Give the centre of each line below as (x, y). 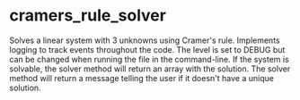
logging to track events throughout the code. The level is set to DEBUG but (147, 49)
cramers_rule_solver (88, 16)
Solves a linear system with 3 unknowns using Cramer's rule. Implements (145, 40)
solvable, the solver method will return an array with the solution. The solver (150, 69)
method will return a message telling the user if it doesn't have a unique (141, 78)
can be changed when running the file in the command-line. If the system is (149, 59)
